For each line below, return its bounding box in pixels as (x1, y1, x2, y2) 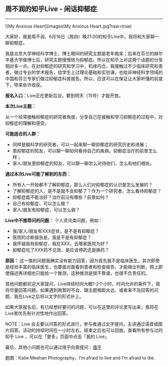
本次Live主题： (5, 103, 36, 109)
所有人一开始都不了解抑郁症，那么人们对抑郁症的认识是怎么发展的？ (12, 181, 153, 187)
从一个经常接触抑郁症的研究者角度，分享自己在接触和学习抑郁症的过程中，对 (5, 113, 163, 119)
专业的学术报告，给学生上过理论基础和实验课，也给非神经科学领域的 (22, 69, 163, 75)
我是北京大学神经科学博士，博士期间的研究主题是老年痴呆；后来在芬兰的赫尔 (5, 50, 163, 56)
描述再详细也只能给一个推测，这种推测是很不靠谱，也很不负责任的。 (9, 270, 150, 276)
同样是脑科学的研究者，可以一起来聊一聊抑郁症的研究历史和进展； (12, 141, 148, 147)
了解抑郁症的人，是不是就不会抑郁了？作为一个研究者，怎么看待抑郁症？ (12, 188, 161, 194)
